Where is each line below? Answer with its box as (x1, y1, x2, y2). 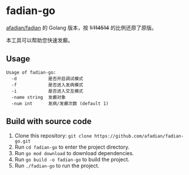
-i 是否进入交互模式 (11, 88, 83, 94)
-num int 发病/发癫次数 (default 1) (11, 101, 109, 107)
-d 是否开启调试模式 (11, 76, 83, 81)
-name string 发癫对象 (11, 94, 66, 100)
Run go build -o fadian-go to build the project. (14, 156, 130, 163)
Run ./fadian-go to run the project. (14, 162, 100, 169)
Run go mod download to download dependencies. (14, 149, 134, 156)
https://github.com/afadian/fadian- (94, 133, 184, 139)
